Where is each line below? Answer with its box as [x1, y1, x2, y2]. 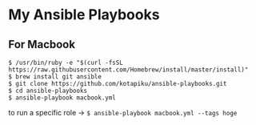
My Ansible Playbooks [8, 6, 160, 24]
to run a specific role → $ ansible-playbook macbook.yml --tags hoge [8, 108, 238, 117]
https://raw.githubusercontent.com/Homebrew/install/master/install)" [8, 66, 249, 74]
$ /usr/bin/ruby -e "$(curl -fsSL [8, 58, 124, 67]
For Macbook [8, 38, 76, 51]
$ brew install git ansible [8, 73, 102, 81]
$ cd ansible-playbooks [8, 87, 88, 95]
